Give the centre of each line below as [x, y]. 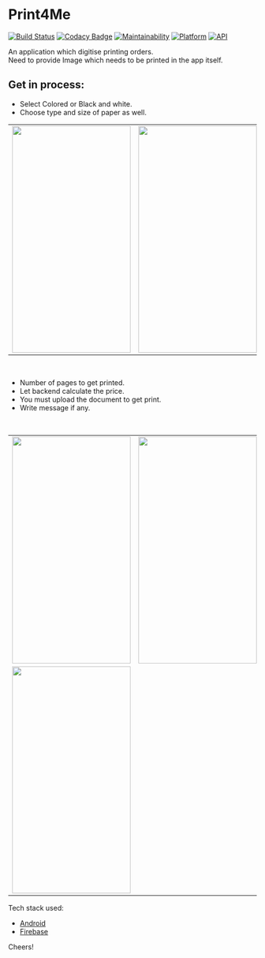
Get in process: [47, 85]
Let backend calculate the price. [72, 391]
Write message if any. [55, 407]
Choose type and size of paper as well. [83, 112]
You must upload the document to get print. [90, 399]
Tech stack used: [36, 907]
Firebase [34, 931]
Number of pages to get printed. [72, 382]
